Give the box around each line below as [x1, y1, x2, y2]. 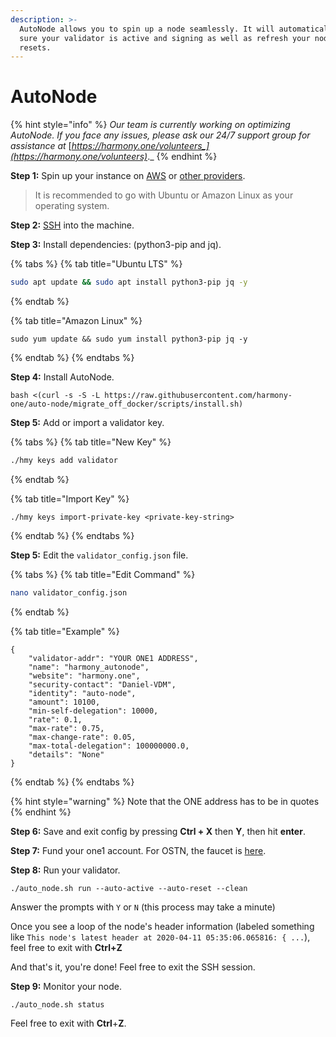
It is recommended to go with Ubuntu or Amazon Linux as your [34, 189, 294, 201]
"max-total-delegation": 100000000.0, [28, 741, 190, 751]
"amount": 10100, [28, 697, 101, 707]
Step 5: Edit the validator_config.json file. [10, 549, 189, 561]
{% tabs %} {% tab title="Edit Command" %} [10, 568, 196, 580]
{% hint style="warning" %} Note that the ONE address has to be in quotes [10, 795, 320, 807]
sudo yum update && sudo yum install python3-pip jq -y [10, 334, 248, 345]
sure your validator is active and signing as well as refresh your [19, 33, 311, 43]
